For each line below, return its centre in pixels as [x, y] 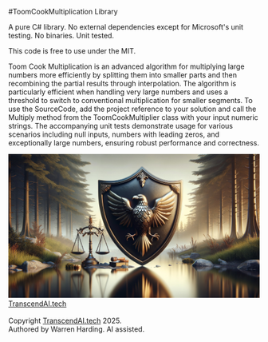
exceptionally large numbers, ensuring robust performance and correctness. [134, 143]
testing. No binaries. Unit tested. [61, 36]
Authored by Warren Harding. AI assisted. [77, 329]
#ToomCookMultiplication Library [63, 12]
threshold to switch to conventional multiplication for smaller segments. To [130, 100]
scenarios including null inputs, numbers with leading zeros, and [114, 134]
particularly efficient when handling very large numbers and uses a [118, 92]
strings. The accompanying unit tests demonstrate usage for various [121, 126]
